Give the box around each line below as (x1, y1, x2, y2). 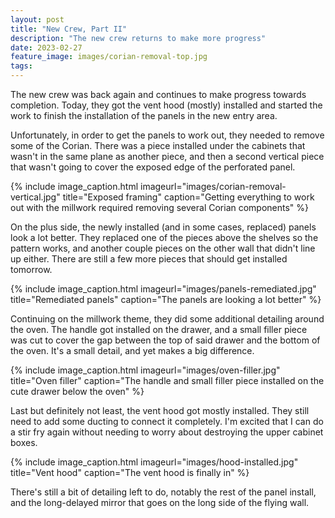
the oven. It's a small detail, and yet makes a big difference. (10, 345, 255, 356)
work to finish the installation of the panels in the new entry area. (10, 110, 278, 121)
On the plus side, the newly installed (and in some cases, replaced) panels (10, 221, 317, 233)
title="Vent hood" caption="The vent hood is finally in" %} (10, 467, 250, 478)
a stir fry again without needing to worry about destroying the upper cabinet (10, 426, 324, 438)
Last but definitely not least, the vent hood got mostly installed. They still (10, 405, 310, 416)
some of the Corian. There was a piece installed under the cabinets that (10, 140, 306, 151)
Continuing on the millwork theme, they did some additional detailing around (10, 313, 325, 325)
